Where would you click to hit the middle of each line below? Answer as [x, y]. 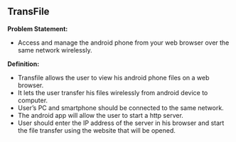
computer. [33, 100]
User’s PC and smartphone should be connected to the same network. [120, 108]
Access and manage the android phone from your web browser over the [123, 43]
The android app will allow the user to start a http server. [100, 115]
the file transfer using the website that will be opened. [97, 130]
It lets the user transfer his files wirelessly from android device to [113, 92]
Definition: [23, 64]
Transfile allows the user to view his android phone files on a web [113, 77]
